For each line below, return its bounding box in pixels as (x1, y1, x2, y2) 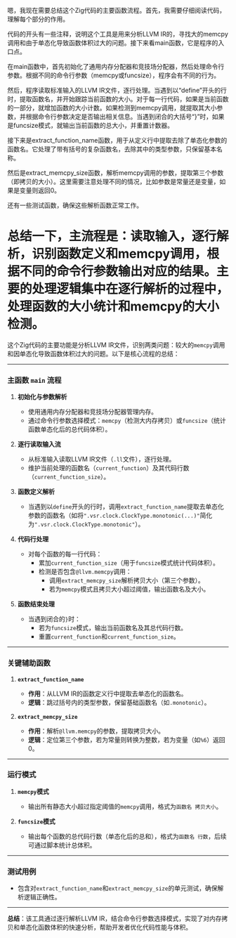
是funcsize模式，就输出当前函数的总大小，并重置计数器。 (7, 122, 174, 129)
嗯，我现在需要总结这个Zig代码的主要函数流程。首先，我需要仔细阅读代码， (7, 6, 226, 14)
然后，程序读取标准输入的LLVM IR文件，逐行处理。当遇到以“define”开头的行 (7, 86, 227, 94)
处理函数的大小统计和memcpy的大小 (7, 299, 220, 315)
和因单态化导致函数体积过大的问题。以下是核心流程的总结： (7, 349, 180, 358)
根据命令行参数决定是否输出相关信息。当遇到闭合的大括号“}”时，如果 (25, 112, 225, 121)
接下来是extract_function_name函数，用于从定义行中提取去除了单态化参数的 (7, 136, 228, 144)
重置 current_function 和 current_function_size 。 (38, 632, 181, 641)
